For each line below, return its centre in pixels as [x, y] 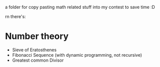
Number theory [37, 36]
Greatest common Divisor [38, 60]
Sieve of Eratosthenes [34, 50]
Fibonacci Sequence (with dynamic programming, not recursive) [77, 55]
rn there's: [15, 16]
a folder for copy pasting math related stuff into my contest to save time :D [80, 7]
